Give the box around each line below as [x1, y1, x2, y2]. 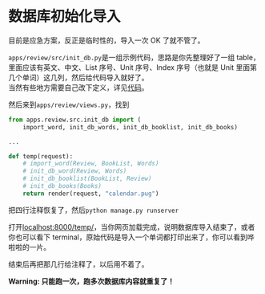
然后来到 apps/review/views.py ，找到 [8, 100, 130, 109]
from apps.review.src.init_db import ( [8, 116, 142, 124]
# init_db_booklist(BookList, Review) [22, 174, 152, 183]
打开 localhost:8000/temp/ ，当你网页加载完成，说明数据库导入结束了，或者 [8, 222, 255, 231]
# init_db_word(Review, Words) [22, 167, 127, 175]
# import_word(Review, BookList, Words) [22, 160, 159, 168]
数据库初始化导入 [8, 7, 122, 26]
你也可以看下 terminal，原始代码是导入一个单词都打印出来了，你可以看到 [8, 232, 248, 242]
